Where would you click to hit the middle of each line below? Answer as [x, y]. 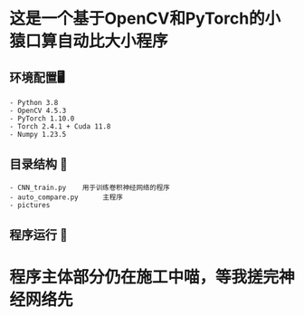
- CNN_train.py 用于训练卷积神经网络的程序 [90, 187]
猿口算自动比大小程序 [89, 41]
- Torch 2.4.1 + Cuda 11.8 [60, 127]
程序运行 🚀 [38, 235]
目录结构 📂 [38, 164]
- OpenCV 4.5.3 [38, 110]
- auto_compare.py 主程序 [66, 197]
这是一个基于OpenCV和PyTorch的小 [145, 19]
